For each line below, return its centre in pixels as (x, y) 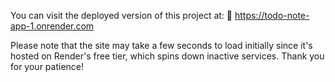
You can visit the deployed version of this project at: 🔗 (121, 15)
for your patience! (47, 66)
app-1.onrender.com (52, 26)
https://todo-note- (272, 15)
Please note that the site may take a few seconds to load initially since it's (161, 45)
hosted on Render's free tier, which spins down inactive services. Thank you (167, 56)
